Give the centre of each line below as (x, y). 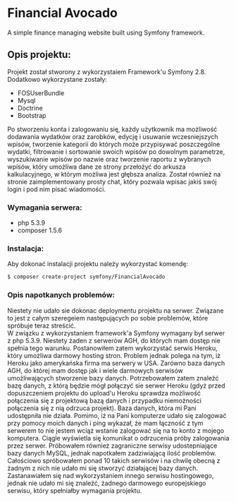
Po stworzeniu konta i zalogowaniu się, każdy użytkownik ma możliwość (112, 129)
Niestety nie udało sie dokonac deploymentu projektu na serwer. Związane (116, 310)
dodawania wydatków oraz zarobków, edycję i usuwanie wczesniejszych (113, 136)
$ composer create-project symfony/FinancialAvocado (86, 277)
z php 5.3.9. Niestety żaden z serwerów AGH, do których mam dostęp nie (114, 340)
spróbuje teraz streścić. (42, 325)
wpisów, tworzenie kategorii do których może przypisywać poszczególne (114, 144)
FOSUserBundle (41, 92)
